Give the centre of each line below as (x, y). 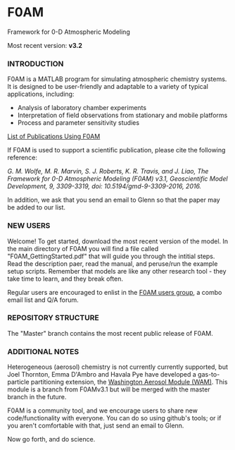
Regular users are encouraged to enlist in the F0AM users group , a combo (115, 292)
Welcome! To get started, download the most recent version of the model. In (118, 241)
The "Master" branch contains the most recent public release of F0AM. (110, 333)
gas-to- (209, 375)
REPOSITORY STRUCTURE (53, 318)
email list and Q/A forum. (43, 300)
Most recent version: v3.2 (45, 45)
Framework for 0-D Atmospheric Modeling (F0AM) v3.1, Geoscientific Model (118, 179)
